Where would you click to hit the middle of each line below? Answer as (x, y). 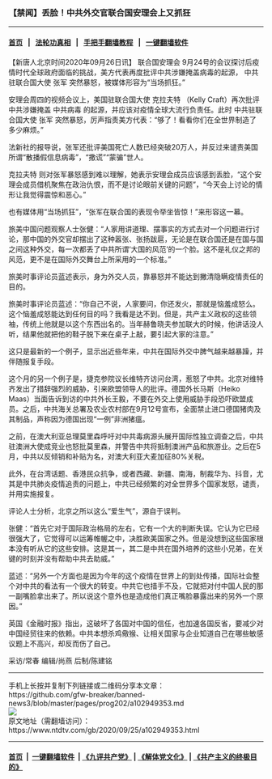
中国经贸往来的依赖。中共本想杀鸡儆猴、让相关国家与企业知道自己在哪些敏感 (136, 633)
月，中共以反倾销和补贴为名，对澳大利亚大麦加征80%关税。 (108, 456)
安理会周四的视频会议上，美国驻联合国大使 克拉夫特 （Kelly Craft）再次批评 (134, 99)
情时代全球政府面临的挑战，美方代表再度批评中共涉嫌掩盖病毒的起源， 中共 (134, 72)
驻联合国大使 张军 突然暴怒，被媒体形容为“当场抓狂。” (97, 82)
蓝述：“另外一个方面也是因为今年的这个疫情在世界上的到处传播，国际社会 (131, 575)
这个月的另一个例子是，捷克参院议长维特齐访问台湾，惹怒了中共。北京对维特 (136, 379)
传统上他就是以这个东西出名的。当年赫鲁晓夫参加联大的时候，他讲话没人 (143, 324)
